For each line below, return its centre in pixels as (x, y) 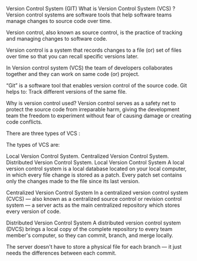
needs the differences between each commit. (61, 253)
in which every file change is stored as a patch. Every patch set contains (94, 175)
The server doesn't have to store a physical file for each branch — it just (94, 247)
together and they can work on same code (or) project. (73, 74)
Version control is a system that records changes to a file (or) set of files (94, 50)
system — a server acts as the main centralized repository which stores (93, 205)
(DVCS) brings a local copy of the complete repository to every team (89, 229)
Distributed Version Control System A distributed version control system (93, 223)
